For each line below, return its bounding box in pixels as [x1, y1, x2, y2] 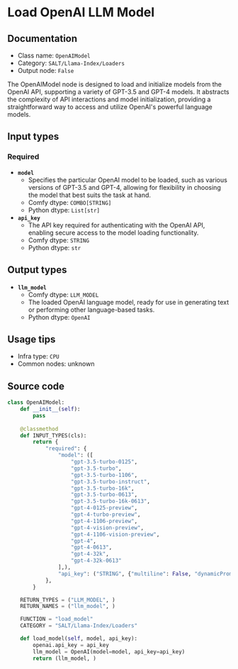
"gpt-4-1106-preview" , [70, 517, 138, 524]
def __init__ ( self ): [20, 405, 81, 412]
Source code [7, 380, 65, 392]
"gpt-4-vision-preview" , [70, 524, 144, 532]
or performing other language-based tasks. [28, 305, 155, 314]
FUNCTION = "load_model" [20, 616, 93, 623]
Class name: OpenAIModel [17, 51, 91, 60]
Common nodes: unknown [17, 359, 95, 369]
